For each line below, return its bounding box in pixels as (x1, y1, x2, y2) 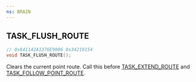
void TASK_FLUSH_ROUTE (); (6, 52, 71, 59)
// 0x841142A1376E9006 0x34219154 (6, 47, 93, 53)
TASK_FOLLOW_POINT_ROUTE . (6, 69, 86, 77)
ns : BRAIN (6, 8, 31, 15)
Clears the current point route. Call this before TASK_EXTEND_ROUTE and (6, 63, 190, 71)
